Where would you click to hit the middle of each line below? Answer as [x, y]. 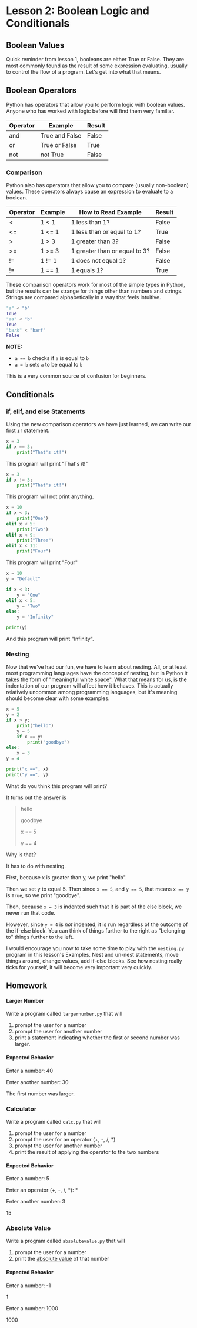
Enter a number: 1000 [32, 1308]
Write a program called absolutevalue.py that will [66, 1241]
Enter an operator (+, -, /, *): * [42, 1190]
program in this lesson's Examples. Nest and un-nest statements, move [93, 954]
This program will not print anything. [50, 496]
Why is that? [21, 855]
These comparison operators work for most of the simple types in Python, [96, 285]
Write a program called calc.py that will [54, 1121]
